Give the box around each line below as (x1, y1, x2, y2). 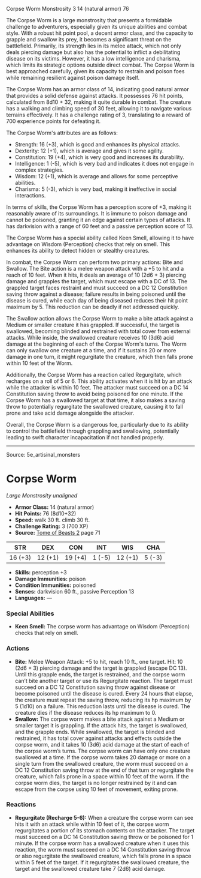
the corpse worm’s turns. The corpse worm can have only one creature (14, 747, 191, 754)
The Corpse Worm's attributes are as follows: (6, 129, 118, 136)
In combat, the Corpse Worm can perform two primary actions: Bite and (6, 259, 184, 266)
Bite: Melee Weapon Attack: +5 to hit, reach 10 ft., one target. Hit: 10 (14, 658, 183, 665)
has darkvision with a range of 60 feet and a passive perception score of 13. (6, 223, 194, 230)
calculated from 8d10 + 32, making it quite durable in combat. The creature (6, 98, 191, 106)
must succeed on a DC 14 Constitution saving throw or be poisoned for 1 (14, 833, 193, 840)
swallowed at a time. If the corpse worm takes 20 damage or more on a (14, 753, 191, 761)
